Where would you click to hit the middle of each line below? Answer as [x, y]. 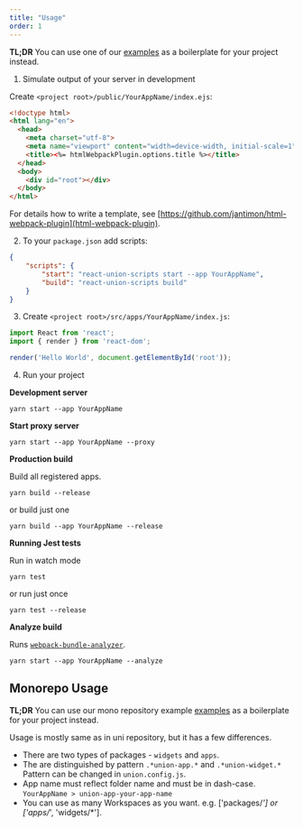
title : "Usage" [38, 18]
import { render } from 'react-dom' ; [80, 342]
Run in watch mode [45, 561]
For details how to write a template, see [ [85, 214]
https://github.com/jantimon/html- [223, 214]
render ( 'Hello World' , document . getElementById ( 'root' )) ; [120, 358]
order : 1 [26, 26]
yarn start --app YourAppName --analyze [87, 661]
